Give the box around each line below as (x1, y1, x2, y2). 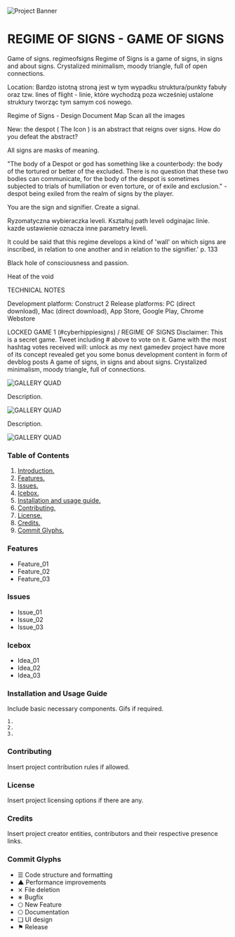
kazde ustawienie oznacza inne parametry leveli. (7, 224, 148, 232)
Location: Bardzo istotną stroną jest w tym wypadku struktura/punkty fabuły (7, 83, 227, 91)
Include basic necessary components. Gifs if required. (7, 705, 164, 713)
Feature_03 (17, 574, 51, 583)
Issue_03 (17, 623, 44, 631)
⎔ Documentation (17, 908, 69, 916)
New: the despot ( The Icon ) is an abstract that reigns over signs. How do (7, 125, 221, 133)
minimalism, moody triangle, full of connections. (7, 365, 146, 373)
